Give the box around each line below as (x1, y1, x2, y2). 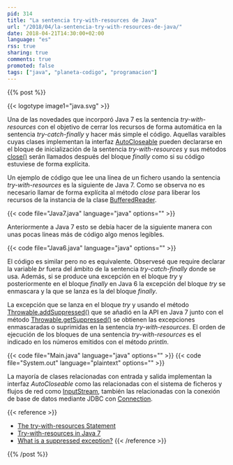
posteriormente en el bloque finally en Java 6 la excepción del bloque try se (7, 279, 226, 287)
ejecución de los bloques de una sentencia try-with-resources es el (7, 330, 202, 338)
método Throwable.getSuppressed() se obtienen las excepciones (7, 315, 195, 324)
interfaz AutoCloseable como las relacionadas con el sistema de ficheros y (7, 379, 223, 388)
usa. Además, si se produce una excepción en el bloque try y (7, 272, 183, 280)
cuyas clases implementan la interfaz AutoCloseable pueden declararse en (7, 137, 223, 145)
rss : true (7, 43, 36, 50)
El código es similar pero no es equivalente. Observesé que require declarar (7, 257, 225, 266)
